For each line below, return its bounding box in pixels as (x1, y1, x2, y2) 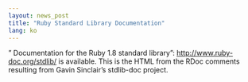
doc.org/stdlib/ (8, 57, 57, 66)
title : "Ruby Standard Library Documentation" (8, 19, 165, 27)
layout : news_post (8, 11, 69, 20)
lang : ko (8, 26, 37, 34)
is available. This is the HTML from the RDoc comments (58, 57, 240, 66)
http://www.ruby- (176, 49, 233, 58)
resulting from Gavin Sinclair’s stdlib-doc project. (8, 65, 169, 75)
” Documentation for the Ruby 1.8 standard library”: (8, 49, 175, 58)
